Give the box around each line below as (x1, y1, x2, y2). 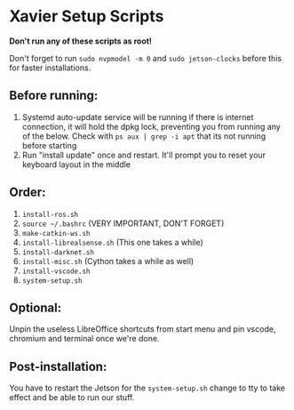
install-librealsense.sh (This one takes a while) (21, 237, 204, 247)
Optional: (9, 300, 62, 315)
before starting (21, 140, 77, 150)
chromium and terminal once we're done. (9, 334, 160, 344)
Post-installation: (9, 358, 107, 374)
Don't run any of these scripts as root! (9, 36, 153, 46)
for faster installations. (9, 62, 91, 73)
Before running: (9, 88, 99, 103)
